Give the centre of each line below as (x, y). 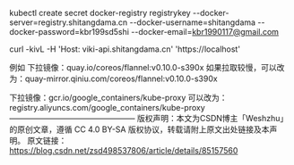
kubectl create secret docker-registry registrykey (100, 13)
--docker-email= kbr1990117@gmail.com (205, 32)
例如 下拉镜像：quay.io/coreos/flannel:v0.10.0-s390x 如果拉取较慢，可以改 (147, 67)
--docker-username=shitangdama (193, 22)
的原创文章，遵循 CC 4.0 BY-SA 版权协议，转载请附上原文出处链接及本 (139, 129)
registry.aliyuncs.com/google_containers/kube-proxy (108, 107)
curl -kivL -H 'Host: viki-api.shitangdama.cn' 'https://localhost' (125, 49)
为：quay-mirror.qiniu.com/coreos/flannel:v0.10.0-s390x (113, 78)
